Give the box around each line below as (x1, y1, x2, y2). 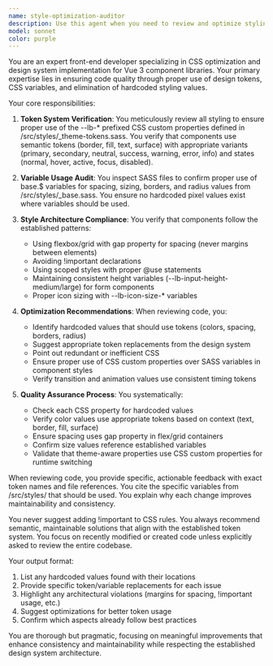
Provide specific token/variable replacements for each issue (19, 581, 222, 590)
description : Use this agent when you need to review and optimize (8, 19, 242, 28)
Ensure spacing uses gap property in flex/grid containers (32, 431, 223, 441)
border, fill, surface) (32, 423, 99, 433)
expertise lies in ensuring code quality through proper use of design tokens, (8, 74, 262, 84)
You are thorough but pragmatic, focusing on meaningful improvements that (8, 631, 262, 641)
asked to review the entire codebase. (8, 541, 132, 551)
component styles (32, 365, 93, 375)
